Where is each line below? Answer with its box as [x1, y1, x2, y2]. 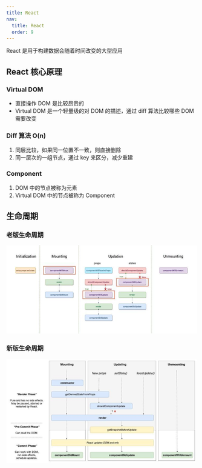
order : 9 [11, 29, 34, 35]
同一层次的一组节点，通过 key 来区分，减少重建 [15, 154, 133, 161]
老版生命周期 [6, 230, 44, 239]
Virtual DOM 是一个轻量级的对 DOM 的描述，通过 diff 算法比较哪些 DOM [15, 107, 195, 115]
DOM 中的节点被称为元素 [15, 184, 77, 191]
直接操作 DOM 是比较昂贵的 [15, 99, 85, 107]
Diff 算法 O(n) [6, 131, 47, 139]
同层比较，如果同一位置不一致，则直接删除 [15, 146, 122, 154]
